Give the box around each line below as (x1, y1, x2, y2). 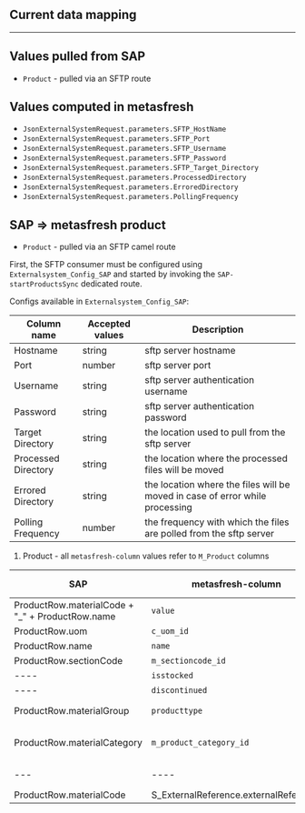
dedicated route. (80, 278, 143, 289)
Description (192, 323, 244, 336)
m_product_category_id (151, 738, 250, 748)
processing (144, 501, 192, 514)
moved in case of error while (144, 490, 267, 503)
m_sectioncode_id (151, 656, 226, 667)
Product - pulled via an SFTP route (22, 73, 152, 84)
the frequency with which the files (144, 516, 290, 528)
